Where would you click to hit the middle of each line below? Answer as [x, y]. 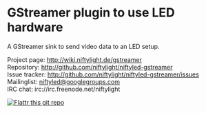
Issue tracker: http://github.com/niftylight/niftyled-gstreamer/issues [103, 74]
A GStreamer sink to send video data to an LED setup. [83, 46]
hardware [35, 27]
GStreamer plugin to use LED [91, 13]
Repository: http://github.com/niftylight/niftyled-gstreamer [90, 67]
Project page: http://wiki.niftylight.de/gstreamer [75, 59]
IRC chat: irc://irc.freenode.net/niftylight [64, 89]
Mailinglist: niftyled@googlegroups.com [64, 81]
